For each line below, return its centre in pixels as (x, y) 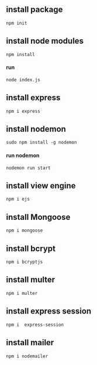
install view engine (41, 186)
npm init (17, 23)
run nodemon (23, 156)
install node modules (45, 41)
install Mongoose (38, 217)
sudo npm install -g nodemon (41, 143)
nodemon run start (28, 168)
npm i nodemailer (27, 356)
